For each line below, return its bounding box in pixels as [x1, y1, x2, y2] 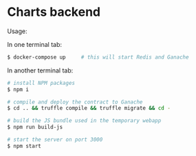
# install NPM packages [7, 79, 76, 86]
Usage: [7, 27, 28, 35]
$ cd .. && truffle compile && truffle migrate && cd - [7, 105, 171, 112]
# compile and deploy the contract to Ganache [7, 98, 143, 106]
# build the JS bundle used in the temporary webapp [7, 117, 162, 124]
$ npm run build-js [7, 124, 63, 131]
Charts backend [7, 4, 101, 20]
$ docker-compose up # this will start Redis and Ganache [7, 53, 189, 61]
